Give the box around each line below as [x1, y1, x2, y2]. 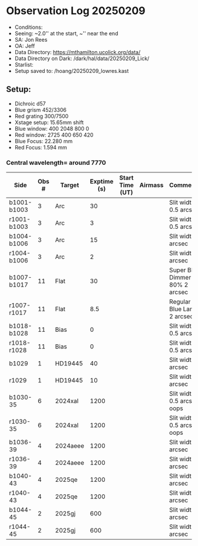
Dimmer [169, 274, 192, 282]
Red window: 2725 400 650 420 [14, 131, 94, 138]
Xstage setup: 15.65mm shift [14, 119, 84, 126]
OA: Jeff [14, 42, 35, 49]
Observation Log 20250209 [6, 4, 146, 18]
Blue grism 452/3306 [14, 106, 67, 113]
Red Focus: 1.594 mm [14, 144, 68, 151]
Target [60, 181, 80, 189]
